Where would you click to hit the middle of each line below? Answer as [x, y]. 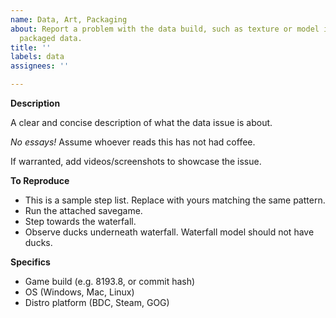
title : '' [31, 47]
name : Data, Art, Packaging [69, 19]
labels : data [37, 57]
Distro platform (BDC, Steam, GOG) [97, 302]
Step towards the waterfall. [80, 221]
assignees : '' [40, 66]
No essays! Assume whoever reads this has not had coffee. [133, 142]
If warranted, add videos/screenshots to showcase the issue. [136, 161]
